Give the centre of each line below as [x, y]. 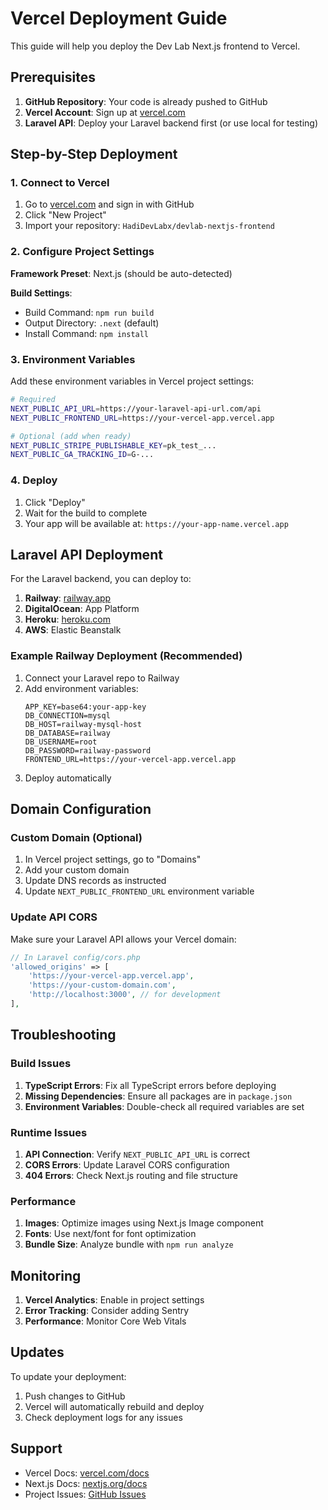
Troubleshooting [63, 1035]
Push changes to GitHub [75, 1396]
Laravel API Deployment [86, 554]
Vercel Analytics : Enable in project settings [114, 1300]
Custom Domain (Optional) [76, 837]
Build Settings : [41, 293]
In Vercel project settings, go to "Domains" [113, 859]
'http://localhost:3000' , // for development [125, 995]
